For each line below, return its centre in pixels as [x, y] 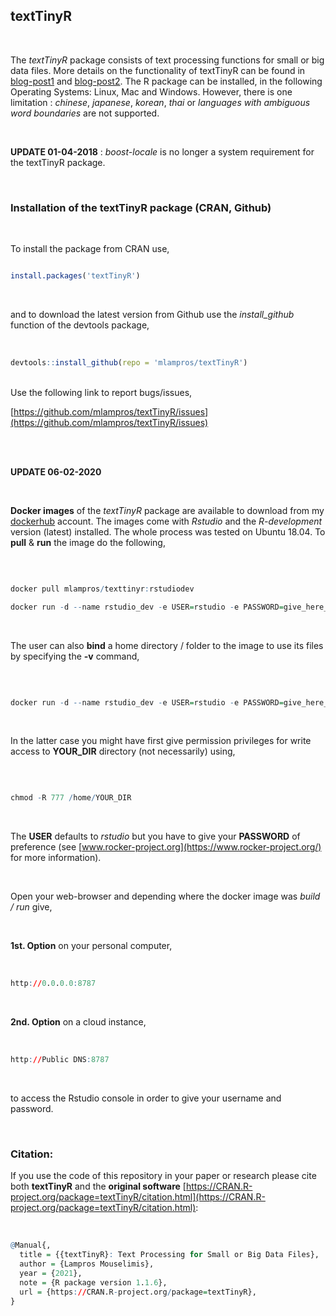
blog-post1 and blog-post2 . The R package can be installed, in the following [166, 81]
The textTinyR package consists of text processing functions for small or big [167, 60]
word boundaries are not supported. [85, 113]
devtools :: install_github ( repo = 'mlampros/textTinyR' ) [129, 362]
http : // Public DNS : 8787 [60, 1060]
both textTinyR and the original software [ [98, 1186]
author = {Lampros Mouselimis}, [87, 1264]
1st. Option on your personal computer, [91, 946]
